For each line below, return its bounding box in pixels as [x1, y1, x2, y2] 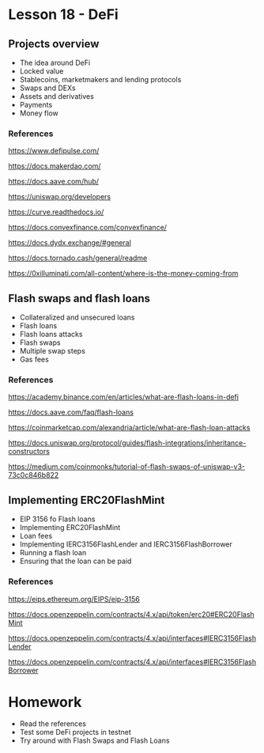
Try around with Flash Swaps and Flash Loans [19, 736, 170, 745]
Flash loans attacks [19, 330, 83, 339]
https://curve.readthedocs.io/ [8, 207, 104, 217]
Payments [19, 100, 53, 109]
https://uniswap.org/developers [8, 192, 111, 202]
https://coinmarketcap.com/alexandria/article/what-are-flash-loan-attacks [8, 423, 251, 433]
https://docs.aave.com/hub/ [8, 176, 100, 187]
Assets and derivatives [19, 92, 95, 100]
